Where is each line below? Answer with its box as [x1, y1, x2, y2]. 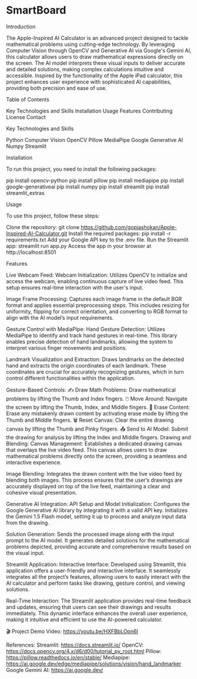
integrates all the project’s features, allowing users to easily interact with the [6, 573, 191, 580]
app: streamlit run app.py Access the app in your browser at [6, 242, 152, 249]
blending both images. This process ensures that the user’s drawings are [6, 476, 183, 483]
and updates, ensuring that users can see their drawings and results [6, 603, 172, 610]
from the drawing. [6, 519, 50, 526]
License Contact [6, 113, 46, 121]
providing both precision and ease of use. [6, 84, 107, 91]
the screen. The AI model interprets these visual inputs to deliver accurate [6, 59, 185, 67]
